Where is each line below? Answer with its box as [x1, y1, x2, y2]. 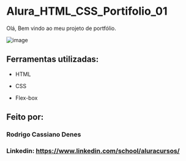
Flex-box [15, 94, 38, 102]
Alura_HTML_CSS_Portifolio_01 [6, 4, 168, 18]
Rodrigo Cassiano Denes [6, 130, 81, 139]
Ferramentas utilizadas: [6, 54, 99, 65]
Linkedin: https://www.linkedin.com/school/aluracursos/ [6, 146, 180, 155]
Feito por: [6, 112, 44, 122]
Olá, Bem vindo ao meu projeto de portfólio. [6, 24, 116, 32]
